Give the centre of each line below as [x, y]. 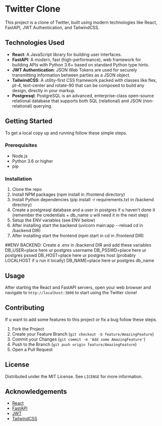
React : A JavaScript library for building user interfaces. [67, 54]
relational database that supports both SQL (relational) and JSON [77, 101]
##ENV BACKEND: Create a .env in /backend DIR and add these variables [78, 245]
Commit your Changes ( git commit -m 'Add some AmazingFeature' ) [79, 339]
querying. [43, 106]
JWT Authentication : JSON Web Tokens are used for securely [74, 70]
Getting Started [29, 121]
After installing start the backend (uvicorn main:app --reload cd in [78, 225]
